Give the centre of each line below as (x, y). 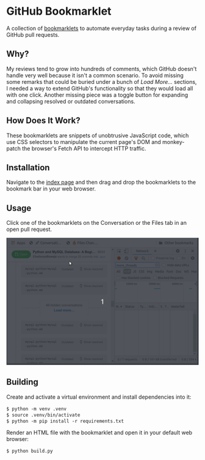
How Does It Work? (43, 121)
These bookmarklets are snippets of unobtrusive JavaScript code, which (98, 135)
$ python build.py (30, 451)
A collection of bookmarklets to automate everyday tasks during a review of (102, 28)
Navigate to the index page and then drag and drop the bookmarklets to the (101, 183)
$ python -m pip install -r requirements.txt (65, 421)
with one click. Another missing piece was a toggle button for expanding (97, 95)
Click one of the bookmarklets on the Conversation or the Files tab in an (97, 223)
